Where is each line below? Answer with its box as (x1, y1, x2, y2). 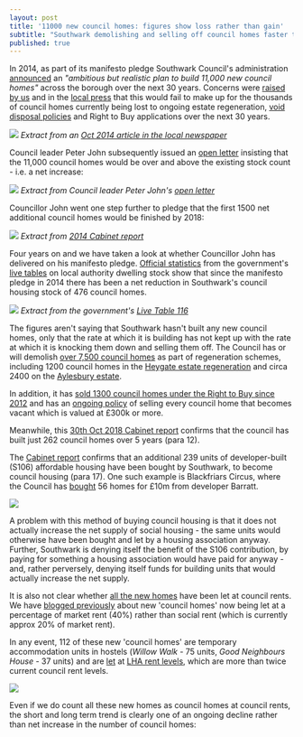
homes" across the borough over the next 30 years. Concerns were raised (9, 82, 286, 93)
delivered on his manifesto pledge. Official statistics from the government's (9, 258, 289, 269)
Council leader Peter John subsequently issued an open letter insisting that (9, 147, 289, 158)
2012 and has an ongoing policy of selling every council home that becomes (9, 398, 292, 409)
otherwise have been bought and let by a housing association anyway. (9, 535, 271, 546)
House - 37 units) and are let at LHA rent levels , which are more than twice (9, 656, 287, 667)
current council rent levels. (9, 666, 109, 676)
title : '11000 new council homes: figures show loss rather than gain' (9, 22, 284, 31)
